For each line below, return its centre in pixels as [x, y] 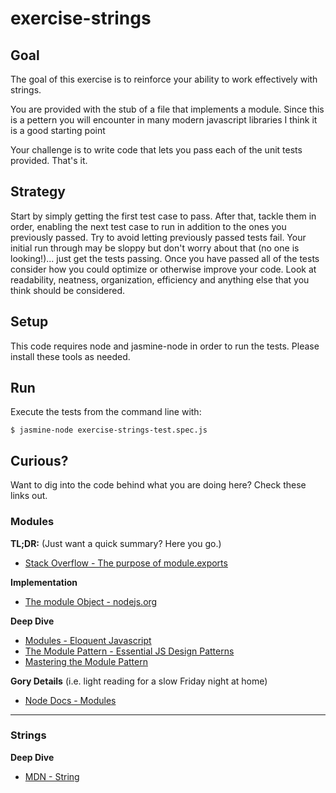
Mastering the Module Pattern [86, 661]
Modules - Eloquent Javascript [88, 640]
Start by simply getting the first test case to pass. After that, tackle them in [163, 216]
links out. [29, 496]
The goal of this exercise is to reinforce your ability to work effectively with [164, 79]
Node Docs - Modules [70, 700]
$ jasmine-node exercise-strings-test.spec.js [109, 430]
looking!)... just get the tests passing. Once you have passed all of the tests [165, 258]
